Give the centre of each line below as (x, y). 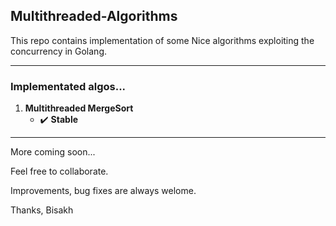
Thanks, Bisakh (42, 210)
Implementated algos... (68, 86)
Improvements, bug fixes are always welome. (103, 191)
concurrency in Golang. (59, 51)
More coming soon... (53, 152)
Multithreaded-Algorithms (94, 16)
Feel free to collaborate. (59, 171)
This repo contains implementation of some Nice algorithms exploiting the (162, 40)
